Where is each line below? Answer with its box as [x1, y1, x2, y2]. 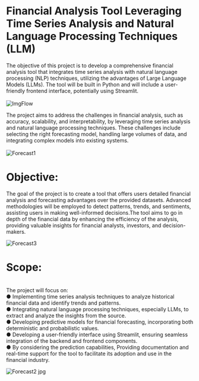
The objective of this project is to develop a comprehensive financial [6, 61, 173, 69]
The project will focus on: [6, 286, 68, 293]
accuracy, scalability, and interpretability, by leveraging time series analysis [6, 117, 191, 125]
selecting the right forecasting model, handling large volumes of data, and [6, 130, 187, 138]
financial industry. [6, 356, 50, 363]
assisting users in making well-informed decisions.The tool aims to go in [6, 209, 183, 216]
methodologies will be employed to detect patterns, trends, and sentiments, [6, 203, 191, 210]
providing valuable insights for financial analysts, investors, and [6, 222, 162, 229]
